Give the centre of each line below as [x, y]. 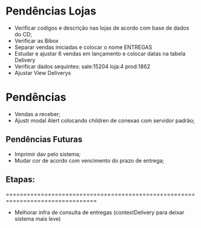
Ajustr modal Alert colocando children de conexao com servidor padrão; [104, 120]
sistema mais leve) [38, 218]
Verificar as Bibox [36, 41]
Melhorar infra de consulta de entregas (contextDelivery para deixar [99, 212]
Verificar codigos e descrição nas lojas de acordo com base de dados [102, 28]
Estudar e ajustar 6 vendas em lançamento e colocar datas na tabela [100, 53]
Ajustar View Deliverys [43, 73]
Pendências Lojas [51, 11]
